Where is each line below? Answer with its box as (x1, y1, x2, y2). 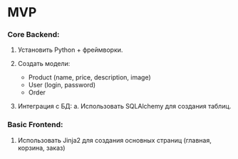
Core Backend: (7, 30, 60, 40)
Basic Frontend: (7, 120, 63, 130)
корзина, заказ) (17, 143, 66, 152)
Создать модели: (17, 60, 71, 68)
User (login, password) (28, 81, 96, 89)
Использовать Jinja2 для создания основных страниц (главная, (17, 136, 212, 144)
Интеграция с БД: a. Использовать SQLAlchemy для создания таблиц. (17, 102, 232, 111)
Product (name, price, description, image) (28, 73, 151, 82)
